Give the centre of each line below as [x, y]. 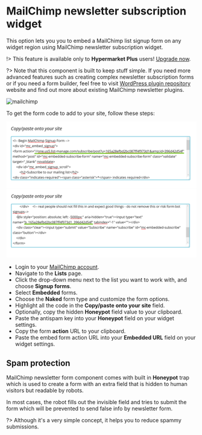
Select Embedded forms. [46, 293]
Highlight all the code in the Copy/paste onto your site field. [90, 306]
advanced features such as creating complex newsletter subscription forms [100, 77]
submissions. [23, 427]
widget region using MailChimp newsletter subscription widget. [85, 47]
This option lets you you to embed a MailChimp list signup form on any [94, 40]
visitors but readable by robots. [45, 390]
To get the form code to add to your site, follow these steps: [80, 113]
